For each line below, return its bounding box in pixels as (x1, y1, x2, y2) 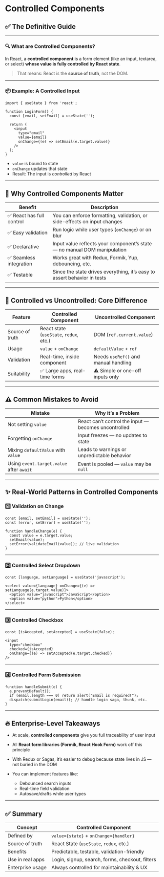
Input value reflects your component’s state (52, 240, 152, 247)
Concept (17, 824, 38, 831)
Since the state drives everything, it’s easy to (52, 268, 155, 275)
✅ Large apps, (40, 367, 73, 374)
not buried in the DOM (12, 762, 57, 768)
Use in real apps (7, 856, 45, 863)
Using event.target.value (7, 460, 67, 467)
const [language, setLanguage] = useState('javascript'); (5, 575, 125, 580)
